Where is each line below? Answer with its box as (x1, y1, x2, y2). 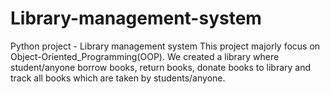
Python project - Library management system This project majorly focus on (10, 40, 321, 52)
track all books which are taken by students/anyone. (10, 72, 226, 84)
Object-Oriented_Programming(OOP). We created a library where (10, 50, 280, 62)
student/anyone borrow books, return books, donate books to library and (10, 61, 312, 73)
